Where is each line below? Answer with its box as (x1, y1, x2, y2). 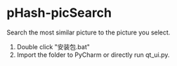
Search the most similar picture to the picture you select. (6, 28, 171, 37)
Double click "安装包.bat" (16, 42, 91, 51)
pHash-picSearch (6, 5, 112, 21)
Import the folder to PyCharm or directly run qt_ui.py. (16, 51, 170, 59)
